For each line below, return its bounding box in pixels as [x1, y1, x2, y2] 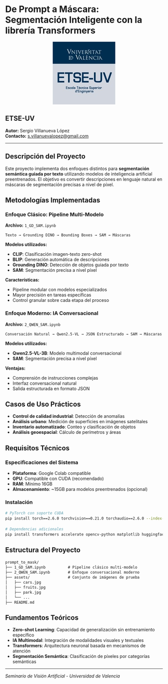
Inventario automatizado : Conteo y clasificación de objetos [12, 424, 136, 430]
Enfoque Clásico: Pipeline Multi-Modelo [5, 211, 104, 218]
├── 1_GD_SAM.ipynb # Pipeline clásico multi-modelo [5, 565, 137, 570]
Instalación [5, 498, 33, 505]
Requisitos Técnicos [5, 444, 70, 452]
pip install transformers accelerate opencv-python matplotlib [5, 532, 140, 537]
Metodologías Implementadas [5, 196, 100, 204]
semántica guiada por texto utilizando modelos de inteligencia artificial [5, 170, 152, 177]
